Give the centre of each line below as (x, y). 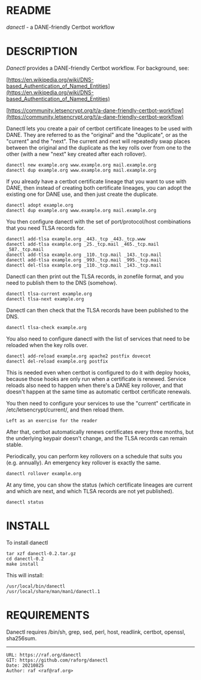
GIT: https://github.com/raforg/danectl (57, 660)
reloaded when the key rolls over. (47, 345)
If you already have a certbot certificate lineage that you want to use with (96, 181)
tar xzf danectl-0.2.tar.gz (41, 553)
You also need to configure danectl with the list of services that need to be (98, 338)
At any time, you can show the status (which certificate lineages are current (99, 485)
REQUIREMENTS (48, 615)
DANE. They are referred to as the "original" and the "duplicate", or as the (97, 135)
